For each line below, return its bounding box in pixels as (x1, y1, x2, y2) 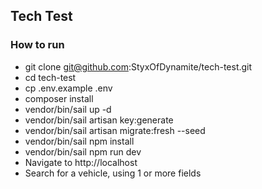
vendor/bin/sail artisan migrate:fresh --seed (24, 124, 206, 136)
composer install (24, 92, 94, 104)
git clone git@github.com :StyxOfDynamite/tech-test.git (24, 60, 253, 73)
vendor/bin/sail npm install (24, 135, 135, 147)
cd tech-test (24, 71, 77, 83)
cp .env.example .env (24, 82, 113, 94)
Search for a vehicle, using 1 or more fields (24, 167, 202, 179)
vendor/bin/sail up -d (24, 103, 112, 115)
